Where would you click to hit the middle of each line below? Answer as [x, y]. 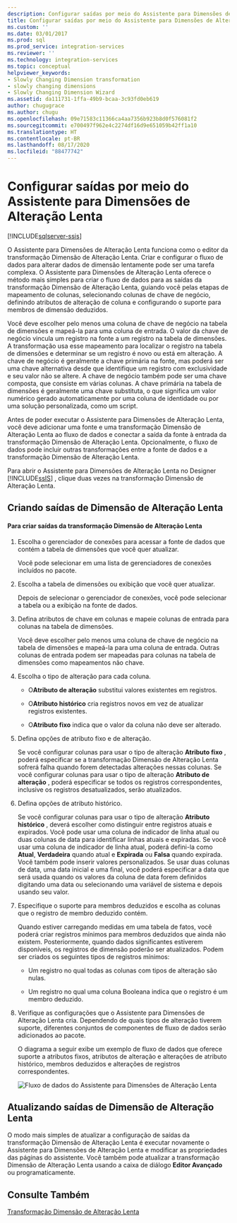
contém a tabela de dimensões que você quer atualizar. [98, 549]
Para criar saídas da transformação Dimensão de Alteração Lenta [105, 526]
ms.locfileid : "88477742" [45, 152]
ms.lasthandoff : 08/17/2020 [49, 145]
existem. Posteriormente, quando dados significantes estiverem [110, 941]
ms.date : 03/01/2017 [38, 34]
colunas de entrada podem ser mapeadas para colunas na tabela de [117, 655]
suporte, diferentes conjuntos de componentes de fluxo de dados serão [122, 1028]
